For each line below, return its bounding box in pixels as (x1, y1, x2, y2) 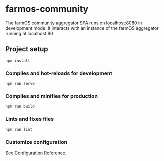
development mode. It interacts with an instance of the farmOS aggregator (5, 25, 159, 31)
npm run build (5, 104, 35, 109)
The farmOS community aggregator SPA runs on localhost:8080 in (5, 20, 142, 26)
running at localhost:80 (5, 30, 53, 36)
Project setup (5, 45, 49, 53)
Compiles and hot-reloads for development (5, 70, 113, 77)
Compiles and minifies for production (5, 92, 98, 99)
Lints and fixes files (5, 116, 54, 123)
